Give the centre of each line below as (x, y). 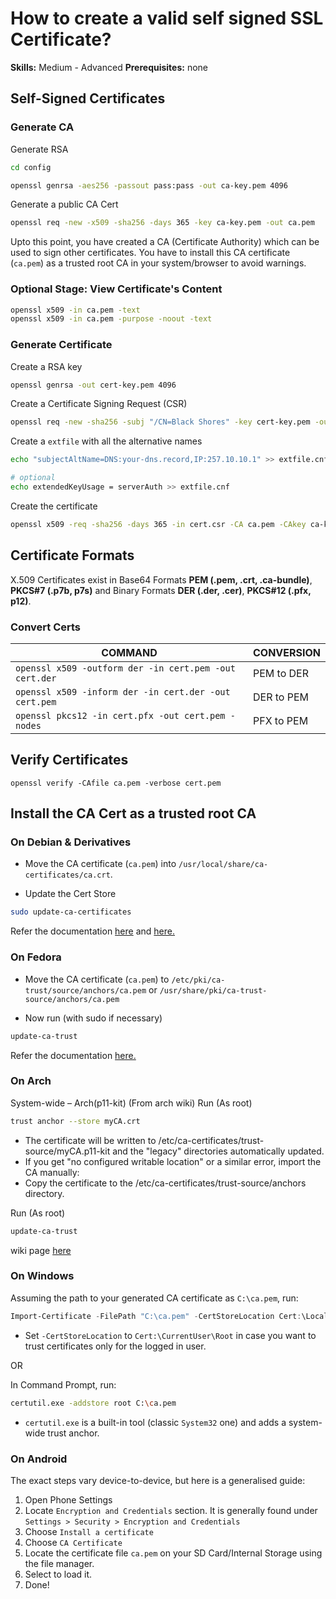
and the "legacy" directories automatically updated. (218, 1151)
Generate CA (42, 127)
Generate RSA (39, 149)
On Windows (42, 1276)
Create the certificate (54, 506)
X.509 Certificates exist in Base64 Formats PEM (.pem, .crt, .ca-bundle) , (161, 579)
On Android (39, 1459)
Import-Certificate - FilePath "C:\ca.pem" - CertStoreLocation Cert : (156, 1316)
